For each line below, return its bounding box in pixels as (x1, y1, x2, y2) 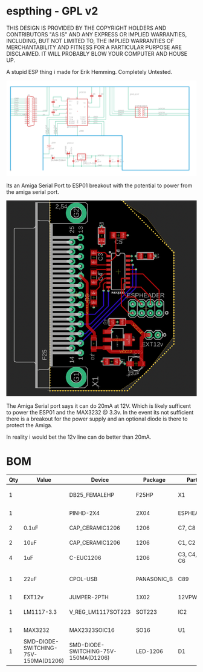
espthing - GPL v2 (6, 4, 98, 18)
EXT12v (23, 593, 44, 600)
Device (91, 476, 109, 483)
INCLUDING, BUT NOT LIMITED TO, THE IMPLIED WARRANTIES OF (6, 37, 174, 44)
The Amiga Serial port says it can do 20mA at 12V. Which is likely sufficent (6, 402, 192, 410)
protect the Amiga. (6, 421, 53, 428)
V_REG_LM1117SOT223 (69, 608, 131, 616)
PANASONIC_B (135, 575, 173, 582)
